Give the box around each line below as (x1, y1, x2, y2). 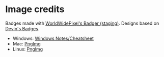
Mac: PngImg (12, 40, 41, 46)
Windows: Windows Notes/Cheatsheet (12, 35, 94, 41)
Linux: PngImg (12, 46, 43, 52)
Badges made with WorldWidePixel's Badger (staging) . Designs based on (5, 20, 159, 26)
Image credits (5, 4, 65, 15)
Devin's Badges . (5, 25, 40, 31)
